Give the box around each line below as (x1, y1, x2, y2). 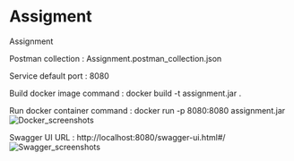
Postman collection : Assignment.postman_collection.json (9, 53, 222, 64)
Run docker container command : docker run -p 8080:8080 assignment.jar (9, 105, 286, 115)
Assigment (9, 6, 92, 27)
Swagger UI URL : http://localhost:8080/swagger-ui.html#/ (9, 131, 226, 142)
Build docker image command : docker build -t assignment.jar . (9, 88, 242, 98)
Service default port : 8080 (9, 70, 109, 81)
